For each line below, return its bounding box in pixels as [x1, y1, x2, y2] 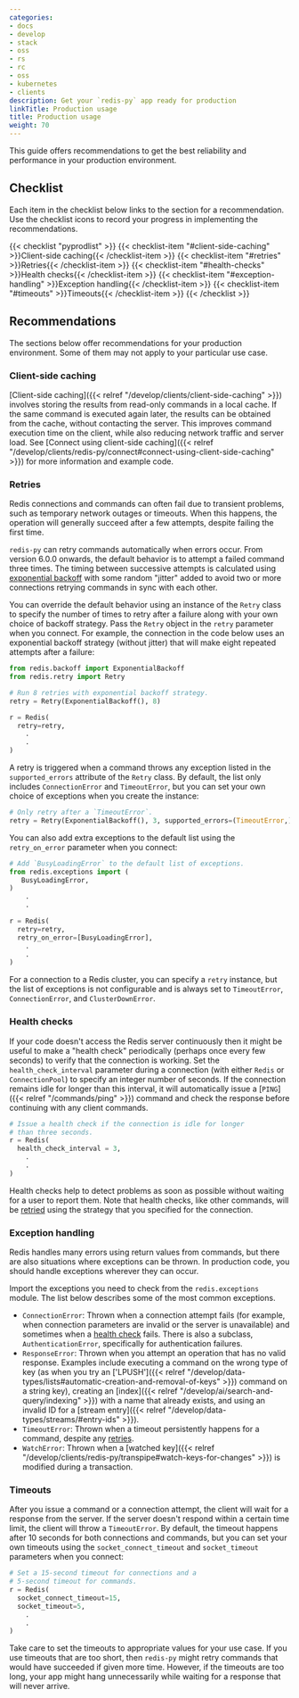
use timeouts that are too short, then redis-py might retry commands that [9, 1652, 279, 1663]
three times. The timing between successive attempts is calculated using [9, 563, 277, 574]
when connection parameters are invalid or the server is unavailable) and [21, 1320, 290, 1330]
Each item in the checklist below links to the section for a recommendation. [9, 204, 285, 215]
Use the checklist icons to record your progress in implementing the [9, 213, 258, 224]
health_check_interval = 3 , [17, 1144, 122, 1154]
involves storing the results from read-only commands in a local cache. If [9, 399, 278, 410]
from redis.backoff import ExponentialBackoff [9, 664, 185, 674]
